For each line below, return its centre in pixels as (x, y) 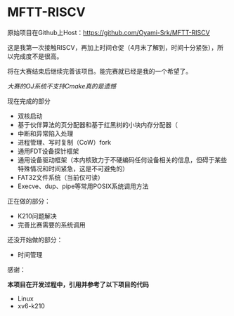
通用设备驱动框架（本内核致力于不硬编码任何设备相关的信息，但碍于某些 (122, 159)
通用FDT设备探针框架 (48, 151)
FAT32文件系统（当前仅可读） (60, 177)
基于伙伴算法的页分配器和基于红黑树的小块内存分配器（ (97, 124)
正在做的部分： (29, 201)
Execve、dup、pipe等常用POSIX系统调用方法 (83, 186)
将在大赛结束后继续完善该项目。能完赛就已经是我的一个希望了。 (99, 71)
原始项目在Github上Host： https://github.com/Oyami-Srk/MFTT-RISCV (109, 32)
